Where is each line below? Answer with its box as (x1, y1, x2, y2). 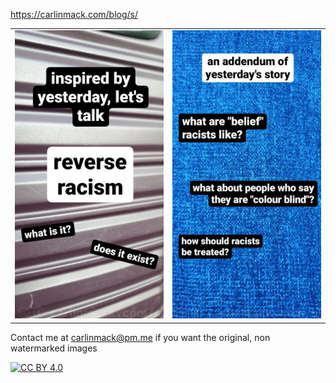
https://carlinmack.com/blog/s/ (10, 9, 139, 20)
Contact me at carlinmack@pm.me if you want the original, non (10, 331, 271, 343)
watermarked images (10, 342, 98, 354)
